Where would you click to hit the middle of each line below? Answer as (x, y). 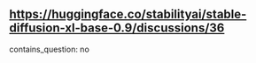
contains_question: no (50, 49)
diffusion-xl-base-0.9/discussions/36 (117, 28)
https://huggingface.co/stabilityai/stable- (128, 14)
